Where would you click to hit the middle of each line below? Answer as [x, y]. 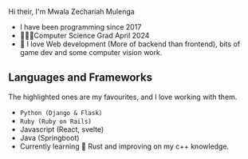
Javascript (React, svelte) [62, 129]
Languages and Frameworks [81, 78]
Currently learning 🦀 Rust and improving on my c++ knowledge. [124, 146]
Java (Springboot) [49, 137]
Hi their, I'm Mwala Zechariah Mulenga [71, 12]
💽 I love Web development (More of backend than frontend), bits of [130, 44]
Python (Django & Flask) [61, 113]
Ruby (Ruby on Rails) [55, 121]
